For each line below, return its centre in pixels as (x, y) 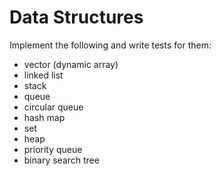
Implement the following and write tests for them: (110, 45)
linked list (43, 75)
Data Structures (76, 17)
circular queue (53, 107)
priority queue (53, 149)
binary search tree (61, 160)
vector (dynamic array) (71, 64)
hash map (44, 117)
